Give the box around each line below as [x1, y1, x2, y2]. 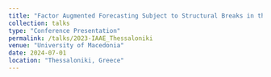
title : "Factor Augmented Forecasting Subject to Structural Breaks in [8, 11, 254, 20]
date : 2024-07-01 [8, 49, 67, 57]
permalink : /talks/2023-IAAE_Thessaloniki [8, 34, 153, 43]
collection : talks [8, 19, 70, 27]
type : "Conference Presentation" [8, 26, 121, 34]
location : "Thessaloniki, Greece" [8, 57, 125, 65]
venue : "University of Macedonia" [8, 42, 125, 50]
